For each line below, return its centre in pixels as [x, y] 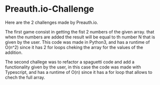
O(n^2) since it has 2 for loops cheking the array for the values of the [74, 47]
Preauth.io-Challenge [50, 9]
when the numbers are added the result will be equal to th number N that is [80, 37]
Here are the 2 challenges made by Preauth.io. [52, 22]
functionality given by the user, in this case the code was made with [73, 67]
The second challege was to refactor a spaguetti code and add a [70, 62]
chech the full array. [25, 77]
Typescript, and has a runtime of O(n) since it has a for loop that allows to [79, 72]
